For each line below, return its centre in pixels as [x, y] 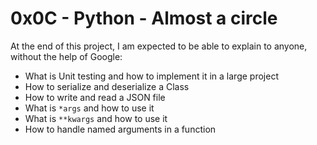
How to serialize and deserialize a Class [107, 86]
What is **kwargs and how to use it [96, 118]
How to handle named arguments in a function [120, 129]
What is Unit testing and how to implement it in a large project [151, 76]
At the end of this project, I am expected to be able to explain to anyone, [159, 46]
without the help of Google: [66, 56]
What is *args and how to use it [89, 108]
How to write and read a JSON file [95, 97]
